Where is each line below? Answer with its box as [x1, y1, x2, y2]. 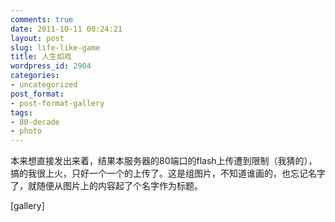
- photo [10, 126, 43, 136]
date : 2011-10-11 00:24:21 [10, 24, 123, 34]
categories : [10, 71, 60, 81]
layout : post [10, 33, 65, 43]
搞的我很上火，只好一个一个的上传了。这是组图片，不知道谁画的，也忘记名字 [10, 167, 326, 180]
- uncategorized [10, 80, 78, 90]
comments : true [10, 14, 74, 25]
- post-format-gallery [10, 98, 105, 108]
